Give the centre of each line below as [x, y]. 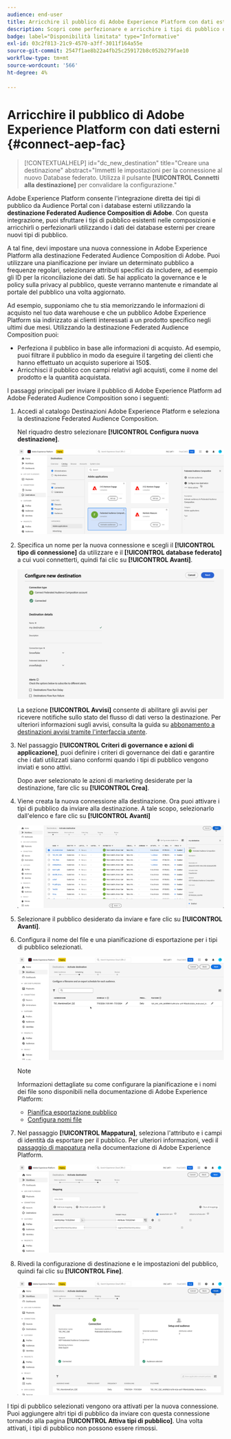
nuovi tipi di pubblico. [37, 235]
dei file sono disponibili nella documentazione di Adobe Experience [112, 1092]
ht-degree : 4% [27, 72]
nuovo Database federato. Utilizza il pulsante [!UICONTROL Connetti [122, 178]
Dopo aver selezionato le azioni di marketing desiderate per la [104, 780]
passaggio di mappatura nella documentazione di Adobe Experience [114, 1147]
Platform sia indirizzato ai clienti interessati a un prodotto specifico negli [109, 320]
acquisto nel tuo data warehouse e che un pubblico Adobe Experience [107, 313]
